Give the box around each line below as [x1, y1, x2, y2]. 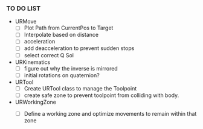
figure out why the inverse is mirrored [24, 64, 118, 72]
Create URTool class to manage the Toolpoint [24, 84, 137, 92]
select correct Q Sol [24, 51, 74, 58]
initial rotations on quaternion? [24, 71, 100, 79]
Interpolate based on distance [24, 31, 98, 39]
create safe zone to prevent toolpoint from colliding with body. [24, 92, 179, 99]
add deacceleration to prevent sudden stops [24, 45, 135, 52]
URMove [14, 18, 37, 25]
